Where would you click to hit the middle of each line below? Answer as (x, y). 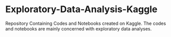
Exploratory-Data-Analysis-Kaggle (81, 9)
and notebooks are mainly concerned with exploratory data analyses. (79, 28)
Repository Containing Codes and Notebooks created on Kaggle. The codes (86, 23)
